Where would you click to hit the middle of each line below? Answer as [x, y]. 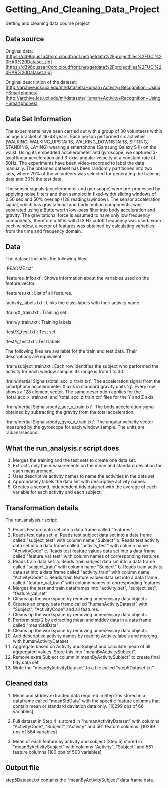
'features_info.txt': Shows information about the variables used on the [77, 278]
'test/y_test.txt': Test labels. [34, 342]
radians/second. [22, 433]
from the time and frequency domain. [44, 231]
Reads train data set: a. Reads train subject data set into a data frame [84, 562]
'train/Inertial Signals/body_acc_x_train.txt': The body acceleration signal [80, 407]
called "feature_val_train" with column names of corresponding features [87, 583]
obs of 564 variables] [35, 732]
